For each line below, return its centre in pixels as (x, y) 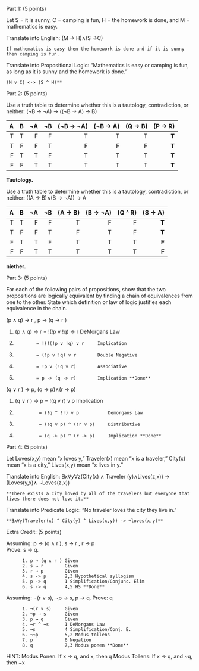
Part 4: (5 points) (27, 447)
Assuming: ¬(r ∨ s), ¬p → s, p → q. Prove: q (59, 598)
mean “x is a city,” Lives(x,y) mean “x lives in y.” (65, 465)
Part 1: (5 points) (26, 9)
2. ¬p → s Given (50, 614)
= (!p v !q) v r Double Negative (87, 355)
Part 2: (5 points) (27, 94)
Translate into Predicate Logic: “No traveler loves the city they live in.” (91, 510)
